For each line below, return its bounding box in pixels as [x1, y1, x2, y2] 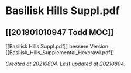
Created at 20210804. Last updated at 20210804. [5, 60, 126, 67]
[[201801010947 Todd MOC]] [5, 27, 114, 37]
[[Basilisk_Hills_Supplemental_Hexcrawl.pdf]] [5, 49, 115, 56]
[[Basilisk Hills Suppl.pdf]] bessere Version [5, 43, 109, 50]
